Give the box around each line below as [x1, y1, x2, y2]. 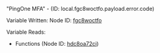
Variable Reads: [6, 28, 46, 36]
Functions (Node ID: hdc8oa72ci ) [15, 40, 99, 47]
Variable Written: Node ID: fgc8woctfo [6, 17, 102, 23]
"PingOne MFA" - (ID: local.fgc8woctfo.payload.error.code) [6, 5, 155, 12]
